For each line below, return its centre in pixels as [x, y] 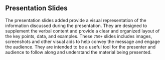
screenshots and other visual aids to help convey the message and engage [83, 41]
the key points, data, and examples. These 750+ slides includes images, [78, 36]
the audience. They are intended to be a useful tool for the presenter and [80, 46]
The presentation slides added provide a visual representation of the [76, 20]
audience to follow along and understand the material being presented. [78, 52]
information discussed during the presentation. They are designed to [76, 25]
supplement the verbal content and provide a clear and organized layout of [82, 31]
